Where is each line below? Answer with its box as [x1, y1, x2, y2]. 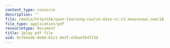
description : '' [5, 12, 39, 17]
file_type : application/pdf [5, 21, 65, 26]
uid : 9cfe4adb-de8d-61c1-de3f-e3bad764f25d [5, 35, 99, 40]
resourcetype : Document [5, 26, 56, 31]
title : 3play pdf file [5, 30, 53, 35]
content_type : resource [5, 7, 56, 12]
